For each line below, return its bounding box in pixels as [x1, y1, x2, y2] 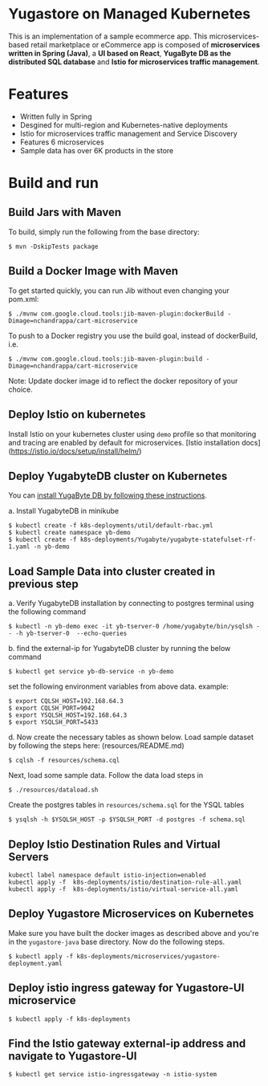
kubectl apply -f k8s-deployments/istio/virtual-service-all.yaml [8, 885, 239, 893]
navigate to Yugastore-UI [8, 1049, 137, 1063]
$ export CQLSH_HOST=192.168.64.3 [8, 698, 124, 706]
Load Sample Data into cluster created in [8, 564, 215, 578]
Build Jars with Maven [8, 205, 122, 219]
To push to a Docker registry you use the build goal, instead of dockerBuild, [8, 331, 258, 340]
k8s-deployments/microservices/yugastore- [76, 952, 221, 960]
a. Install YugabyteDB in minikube [8, 506, 119, 516]
